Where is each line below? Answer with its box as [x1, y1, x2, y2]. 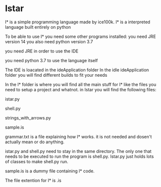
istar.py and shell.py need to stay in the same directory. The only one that [5, 148, 152, 154]
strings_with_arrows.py [5, 115, 51, 120]
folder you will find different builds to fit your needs [5, 72, 108, 78]
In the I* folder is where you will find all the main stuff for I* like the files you [5, 81, 157, 87]
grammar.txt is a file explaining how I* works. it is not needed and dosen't [5, 134, 152, 139]
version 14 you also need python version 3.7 [5, 38, 93, 44]
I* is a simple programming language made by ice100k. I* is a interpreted [5, 19, 150, 25]
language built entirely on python [5, 24, 71, 30]
